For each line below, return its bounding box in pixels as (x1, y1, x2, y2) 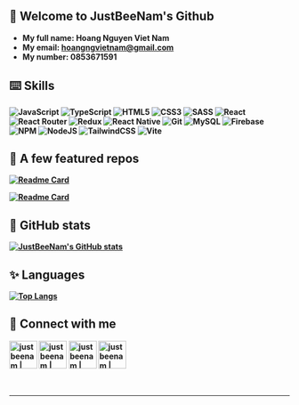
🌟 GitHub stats (9, 217, 91, 232)
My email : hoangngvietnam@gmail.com (21, 42, 174, 53)
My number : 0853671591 (21, 51, 117, 62)
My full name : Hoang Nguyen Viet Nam (21, 32, 170, 43)
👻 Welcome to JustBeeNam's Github (9, 9, 214, 24)
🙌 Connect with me (9, 317, 117, 332)
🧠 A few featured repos (9, 151, 140, 166)
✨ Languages (9, 267, 85, 282)
